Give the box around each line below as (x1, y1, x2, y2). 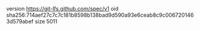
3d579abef (6, 18, 34, 25)
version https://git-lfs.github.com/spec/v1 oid (6, 5, 119, 12)
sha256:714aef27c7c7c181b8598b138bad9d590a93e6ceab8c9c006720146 (6, 11, 195, 19)
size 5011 (34, 18, 57, 25)
